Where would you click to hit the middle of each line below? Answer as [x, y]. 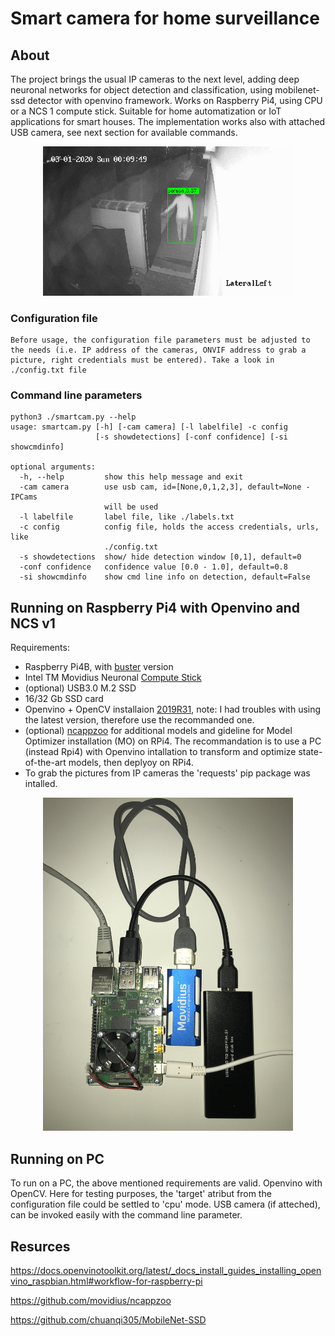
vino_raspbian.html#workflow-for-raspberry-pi [106, 1281]
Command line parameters [76, 395]
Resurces [40, 1246]
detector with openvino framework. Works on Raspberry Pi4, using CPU [175, 100]
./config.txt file [48, 370]
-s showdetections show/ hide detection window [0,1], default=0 [160, 557]
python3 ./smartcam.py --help [73, 417]
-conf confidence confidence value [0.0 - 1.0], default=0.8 [153, 567]
